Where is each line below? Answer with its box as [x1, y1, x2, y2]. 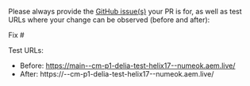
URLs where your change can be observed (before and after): [8, 15, 210, 24]
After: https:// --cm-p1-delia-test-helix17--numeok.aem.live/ [19, 69, 214, 78]
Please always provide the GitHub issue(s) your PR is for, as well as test [8, 7, 242, 16]
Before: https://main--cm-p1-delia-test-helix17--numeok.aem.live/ [19, 61, 236, 70]
